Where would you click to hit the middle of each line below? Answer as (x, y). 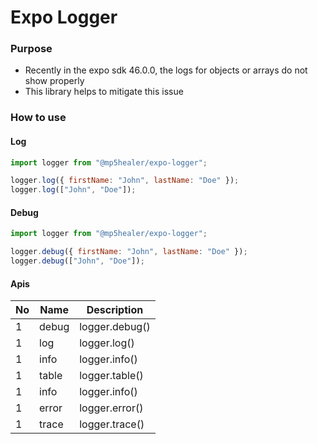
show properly (54, 81)
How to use (38, 118)
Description (115, 310)
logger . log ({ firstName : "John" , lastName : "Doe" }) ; (125, 181)
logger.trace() (112, 424)
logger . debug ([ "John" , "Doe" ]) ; (77, 261)
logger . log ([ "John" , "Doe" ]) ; (73, 190)
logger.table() (111, 376)
